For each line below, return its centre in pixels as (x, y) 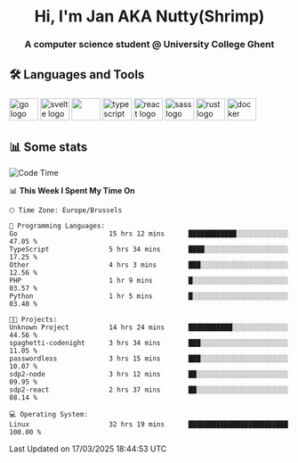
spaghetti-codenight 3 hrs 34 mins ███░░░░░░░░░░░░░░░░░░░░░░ (149, 343)
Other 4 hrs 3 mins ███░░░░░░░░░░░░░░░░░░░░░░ (149, 265)
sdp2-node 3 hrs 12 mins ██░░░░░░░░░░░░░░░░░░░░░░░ (149, 375)
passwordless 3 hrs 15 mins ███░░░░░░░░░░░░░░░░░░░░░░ (149, 359)
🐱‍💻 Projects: (33, 320)
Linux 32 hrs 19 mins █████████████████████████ (149, 425)
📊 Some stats (48, 147)
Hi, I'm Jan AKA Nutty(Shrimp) (149, 17)
